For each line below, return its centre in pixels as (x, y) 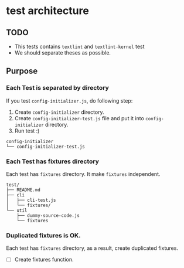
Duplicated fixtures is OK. (43, 235)
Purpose (22, 71)
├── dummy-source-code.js (48, 215)
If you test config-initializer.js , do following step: (69, 100)
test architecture (47, 11)
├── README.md (23, 190)
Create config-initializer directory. (59, 112)
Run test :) (27, 131)
